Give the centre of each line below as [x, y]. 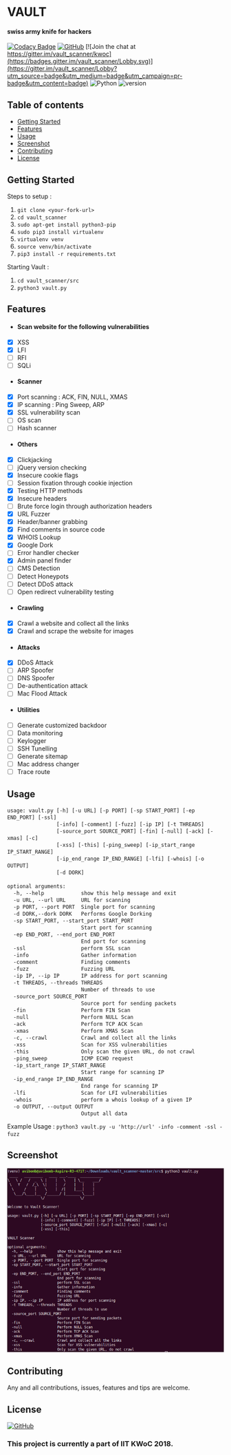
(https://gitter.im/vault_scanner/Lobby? [62, 69]
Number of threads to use [118, 990]
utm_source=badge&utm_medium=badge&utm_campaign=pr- [95, 76]
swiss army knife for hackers [49, 31]
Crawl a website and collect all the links [73, 623]
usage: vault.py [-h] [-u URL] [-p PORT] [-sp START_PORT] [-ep [101, 810]
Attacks [29, 647]
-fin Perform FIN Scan [72, 1010]
